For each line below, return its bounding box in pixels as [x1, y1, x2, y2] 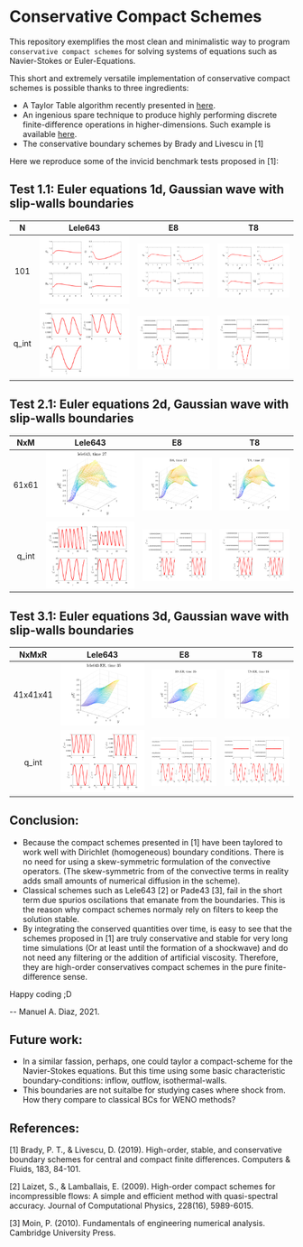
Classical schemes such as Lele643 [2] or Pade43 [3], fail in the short [22, 884, 282, 895]
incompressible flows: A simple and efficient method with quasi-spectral [9, 1191, 278, 1202]
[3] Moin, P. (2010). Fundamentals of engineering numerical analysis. [9, 1218, 266, 1229]
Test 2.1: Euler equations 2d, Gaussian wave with [9, 397, 289, 412]
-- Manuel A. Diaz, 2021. [9, 1006, 100, 1017]
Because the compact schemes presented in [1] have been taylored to [22, 836, 283, 847]
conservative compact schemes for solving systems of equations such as [9, 45, 278, 56]
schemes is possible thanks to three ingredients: [9, 82, 189, 93]
